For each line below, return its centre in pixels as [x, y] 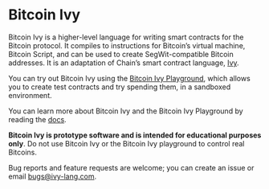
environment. [30, 95]
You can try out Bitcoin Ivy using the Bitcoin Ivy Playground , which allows [129, 78]
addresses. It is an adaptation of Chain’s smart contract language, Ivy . [124, 63]
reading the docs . [37, 119]
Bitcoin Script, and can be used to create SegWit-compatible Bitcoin [121, 54]
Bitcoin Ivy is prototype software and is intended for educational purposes [135, 135]
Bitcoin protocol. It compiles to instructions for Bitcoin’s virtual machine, [127, 45]
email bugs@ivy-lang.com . [53, 176]
